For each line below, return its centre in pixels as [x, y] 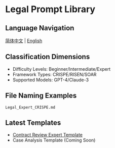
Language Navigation [40, 28]
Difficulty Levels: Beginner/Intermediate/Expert [62, 69]
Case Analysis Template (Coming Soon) [54, 140]
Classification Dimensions [48, 57]
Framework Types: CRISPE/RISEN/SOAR [54, 74]
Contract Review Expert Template [47, 135]
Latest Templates [33, 123]
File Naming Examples [41, 96]
